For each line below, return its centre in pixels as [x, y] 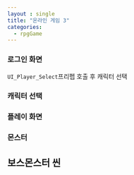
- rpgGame [28, 34]
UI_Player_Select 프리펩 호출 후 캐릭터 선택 [67, 76]
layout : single [31, 14]
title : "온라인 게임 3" [38, 20]
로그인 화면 [25, 59]
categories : [25, 27]
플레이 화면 [25, 117]
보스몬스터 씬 [34, 163]
